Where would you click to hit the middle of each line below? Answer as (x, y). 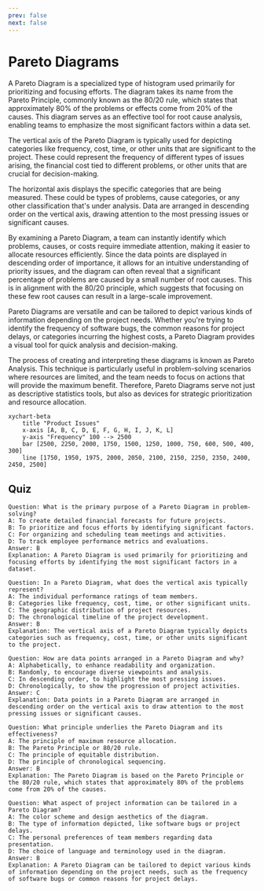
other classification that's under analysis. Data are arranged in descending (129, 206)
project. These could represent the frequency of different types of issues (126, 157)
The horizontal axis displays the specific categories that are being (115, 189)
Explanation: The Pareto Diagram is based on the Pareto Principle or (126, 776)
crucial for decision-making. (54, 174)
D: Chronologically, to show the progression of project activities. (125, 686)
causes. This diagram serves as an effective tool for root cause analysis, (125, 117)
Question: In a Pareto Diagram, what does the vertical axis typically (128, 583)
